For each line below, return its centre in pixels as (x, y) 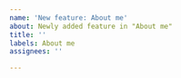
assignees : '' (36, 52)
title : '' (28, 34)
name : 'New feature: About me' (69, 18)
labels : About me (42, 43)
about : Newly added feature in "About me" (91, 26)
